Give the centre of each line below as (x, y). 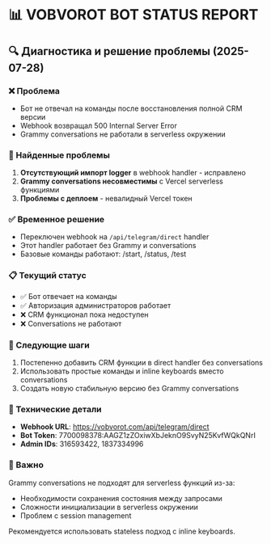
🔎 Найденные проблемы (59, 155)
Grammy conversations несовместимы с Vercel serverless (122, 181)
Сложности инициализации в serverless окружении (109, 507)
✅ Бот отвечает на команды (68, 296)
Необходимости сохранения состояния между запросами (121, 498)
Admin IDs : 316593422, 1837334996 (82, 444)
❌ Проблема (34, 91)
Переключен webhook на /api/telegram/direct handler (114, 237)
